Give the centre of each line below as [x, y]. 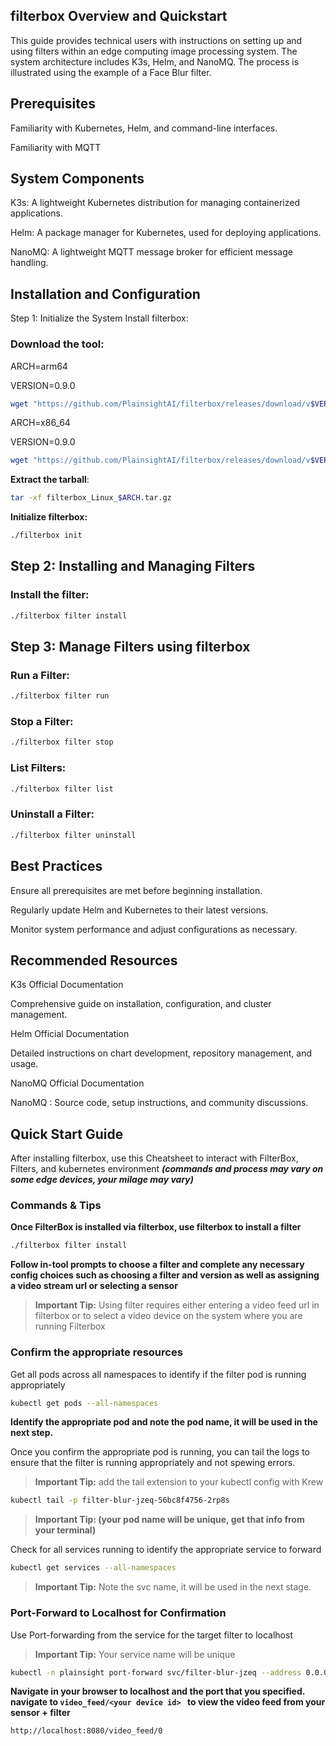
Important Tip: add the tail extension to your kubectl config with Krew [179, 1482]
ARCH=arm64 [39, 366]
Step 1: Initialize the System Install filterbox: [99, 318]
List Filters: [38, 768]
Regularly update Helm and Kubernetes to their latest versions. [139, 910]
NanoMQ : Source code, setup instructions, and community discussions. [159, 1103]
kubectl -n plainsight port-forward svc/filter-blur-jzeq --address [156, 1672]
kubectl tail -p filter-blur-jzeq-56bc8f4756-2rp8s [120, 1500]
